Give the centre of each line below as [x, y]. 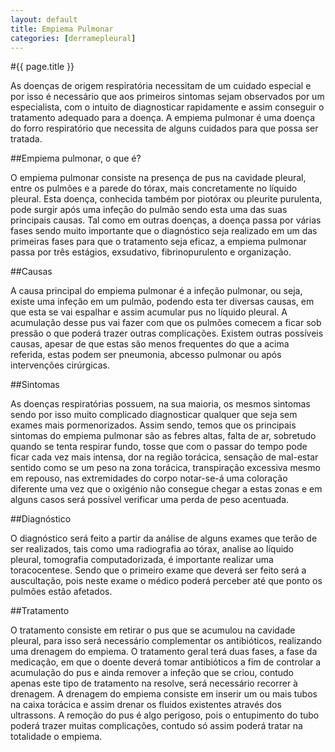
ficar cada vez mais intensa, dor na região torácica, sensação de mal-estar [164, 457]
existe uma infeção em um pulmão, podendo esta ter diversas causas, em [162, 302]
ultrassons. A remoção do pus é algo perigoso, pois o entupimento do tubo [165, 715]
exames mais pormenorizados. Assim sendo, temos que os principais [153, 425]
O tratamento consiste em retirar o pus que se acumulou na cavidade [153, 630]
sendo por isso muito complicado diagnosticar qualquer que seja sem [154, 415]
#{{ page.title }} [42, 67]
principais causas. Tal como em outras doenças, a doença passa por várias [166, 220]
